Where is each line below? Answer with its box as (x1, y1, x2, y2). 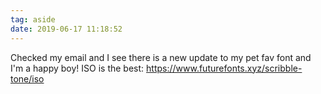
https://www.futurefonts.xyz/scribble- (146, 62, 303, 74)
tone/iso (10, 72, 45, 85)
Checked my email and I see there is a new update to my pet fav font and (10, 51, 312, 63)
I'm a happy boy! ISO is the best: (10, 62, 145, 74)
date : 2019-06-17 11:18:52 (10, 24, 123, 34)
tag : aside (10, 14, 56, 25)
